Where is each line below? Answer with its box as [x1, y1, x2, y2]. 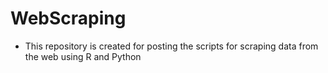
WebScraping [10, 7, 127, 30]
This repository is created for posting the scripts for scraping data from [24, 40, 319, 52]
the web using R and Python [24, 50, 142, 62]
